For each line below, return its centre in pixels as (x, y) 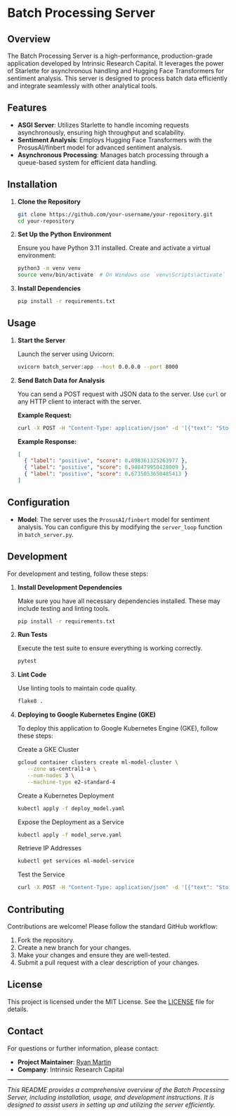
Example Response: (47, 441)
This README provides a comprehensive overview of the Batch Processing (116, 1089)
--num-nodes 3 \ (51, 775)
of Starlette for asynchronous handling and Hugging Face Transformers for (116, 71)
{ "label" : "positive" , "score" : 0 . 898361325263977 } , (106, 461)
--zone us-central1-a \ (62, 769)
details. (18, 1009)
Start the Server (41, 340)
